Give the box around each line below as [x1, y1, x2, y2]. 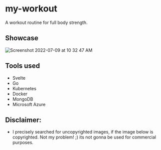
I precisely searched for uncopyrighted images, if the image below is [12, 129, 154, 135]
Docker [12, 91, 28, 97]
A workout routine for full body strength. [5, 19, 88, 25]
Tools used [5, 62, 40, 70]
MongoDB [12, 96, 33, 102]
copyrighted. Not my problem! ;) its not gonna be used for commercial [12, 134, 156, 140]
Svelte [12, 75, 26, 81]
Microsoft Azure [12, 101, 46, 107]
